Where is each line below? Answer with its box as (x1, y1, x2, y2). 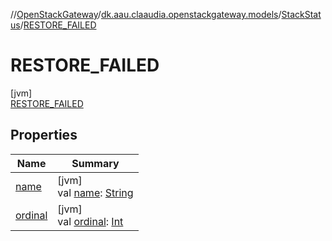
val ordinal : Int (57, 214, 124, 228)
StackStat (281, 9, 322, 20)
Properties (10, 127, 78, 144)
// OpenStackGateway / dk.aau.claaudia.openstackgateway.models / (10, 9, 282, 20)
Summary (71, 156, 120, 170)
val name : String (57, 185, 134, 199)
